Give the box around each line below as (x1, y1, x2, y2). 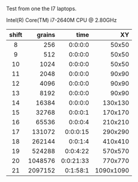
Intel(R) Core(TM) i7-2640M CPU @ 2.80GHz (6, 17, 117, 23)
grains (36, 31, 55, 39)
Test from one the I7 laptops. (6, 5, 77, 12)
